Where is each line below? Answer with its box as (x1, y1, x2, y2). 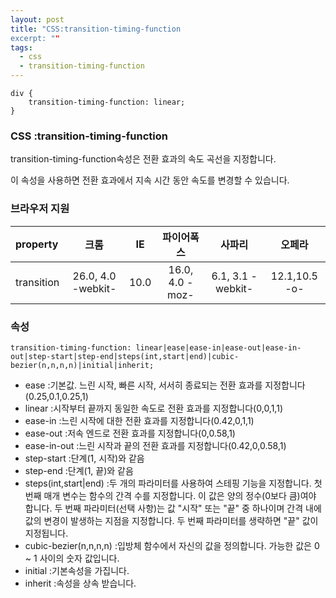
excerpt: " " (10, 33, 60, 43)
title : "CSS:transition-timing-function (10, 24, 182, 34)
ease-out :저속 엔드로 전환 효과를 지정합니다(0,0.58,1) (24, 427, 236, 439)
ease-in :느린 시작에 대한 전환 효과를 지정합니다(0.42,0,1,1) (24, 414, 255, 426)
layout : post (10, 14, 65, 25)
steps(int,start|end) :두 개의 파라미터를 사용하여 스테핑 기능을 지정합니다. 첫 (24, 477, 323, 489)
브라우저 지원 (10, 202, 70, 216)
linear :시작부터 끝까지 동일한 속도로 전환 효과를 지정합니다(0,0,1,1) (24, 402, 283, 414)
